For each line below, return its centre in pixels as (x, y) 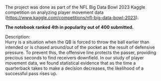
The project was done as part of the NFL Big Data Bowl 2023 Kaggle (75, 7)
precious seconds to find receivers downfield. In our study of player (75, 58)
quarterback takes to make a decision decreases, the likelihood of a (75, 68)
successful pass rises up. (31, 73)
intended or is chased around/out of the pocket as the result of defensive (80, 47)
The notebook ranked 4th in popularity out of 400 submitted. (70, 27)
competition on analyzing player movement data (54, 12)
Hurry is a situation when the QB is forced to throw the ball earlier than (77, 42)
